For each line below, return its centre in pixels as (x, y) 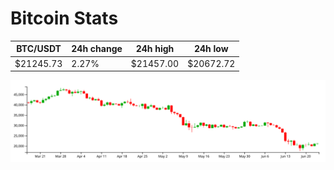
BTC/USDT (39, 49)
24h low (211, 49)
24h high (155, 49)
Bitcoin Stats (64, 18)
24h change (97, 49)
